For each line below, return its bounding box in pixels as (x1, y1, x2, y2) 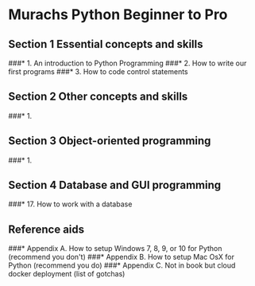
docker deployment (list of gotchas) (8, 269, 126, 279)
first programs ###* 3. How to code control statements (8, 67, 188, 76)
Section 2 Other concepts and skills (8, 90, 188, 104)
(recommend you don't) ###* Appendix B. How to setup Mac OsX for (8, 253, 234, 262)
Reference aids (8, 222, 85, 236)
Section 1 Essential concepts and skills (8, 37, 203, 51)
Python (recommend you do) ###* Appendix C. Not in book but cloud (8, 261, 236, 270)
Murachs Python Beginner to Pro (8, 6, 228, 24)
